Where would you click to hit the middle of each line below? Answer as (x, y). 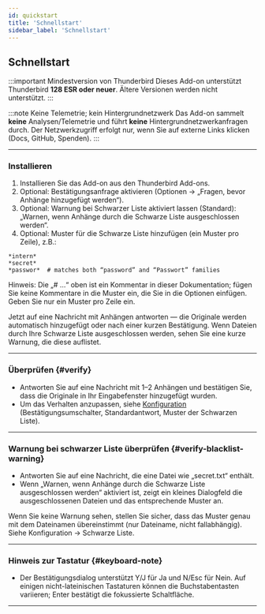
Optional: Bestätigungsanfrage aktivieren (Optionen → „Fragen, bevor (132, 192)
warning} (26, 459)
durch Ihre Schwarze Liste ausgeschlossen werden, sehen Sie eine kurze (127, 334)
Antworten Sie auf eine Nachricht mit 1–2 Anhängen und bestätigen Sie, (136, 387)
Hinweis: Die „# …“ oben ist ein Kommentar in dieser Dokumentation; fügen (130, 285)
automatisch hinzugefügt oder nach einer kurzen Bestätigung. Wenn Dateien (132, 325)
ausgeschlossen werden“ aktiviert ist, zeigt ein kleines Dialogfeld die (131, 492)
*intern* (22, 256)
